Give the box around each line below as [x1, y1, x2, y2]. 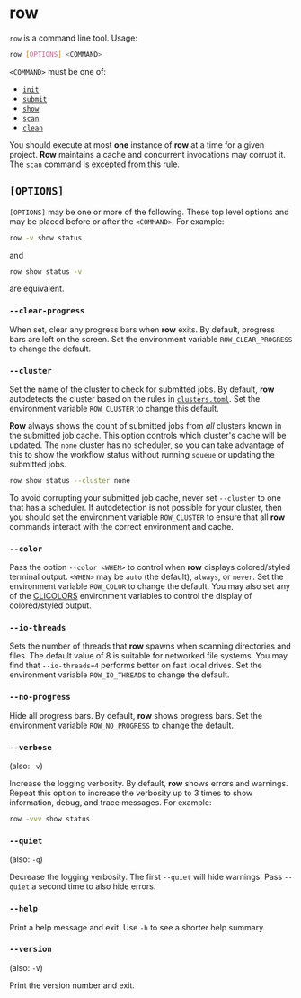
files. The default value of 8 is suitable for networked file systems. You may [9, 650, 288, 661]
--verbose [9, 742, 52, 752]
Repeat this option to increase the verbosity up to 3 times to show [9, 787, 253, 799]
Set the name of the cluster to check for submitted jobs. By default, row [9, 384, 275, 395]
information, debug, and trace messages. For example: [9, 797, 212, 808]
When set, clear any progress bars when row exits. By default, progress [9, 323, 276, 335]
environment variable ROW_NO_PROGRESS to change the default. [9, 720, 234, 730]
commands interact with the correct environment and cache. [9, 521, 234, 531]
